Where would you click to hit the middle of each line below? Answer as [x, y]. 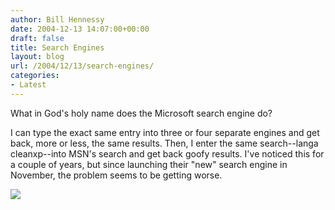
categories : [35, 76]
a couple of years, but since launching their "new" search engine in [149, 164]
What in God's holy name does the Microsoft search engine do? [141, 113]
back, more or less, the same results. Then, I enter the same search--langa [164, 143]
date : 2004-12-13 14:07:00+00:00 [80, 29]
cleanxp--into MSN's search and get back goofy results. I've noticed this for [167, 153]
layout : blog [37, 57]
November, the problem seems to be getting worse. [116, 175]
